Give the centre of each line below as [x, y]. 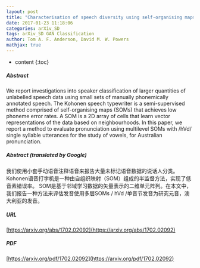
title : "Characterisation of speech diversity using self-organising [94, 17]
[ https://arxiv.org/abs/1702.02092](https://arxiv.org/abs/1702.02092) [91, 230]
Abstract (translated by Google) [47, 155]
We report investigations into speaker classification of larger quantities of [96, 91]
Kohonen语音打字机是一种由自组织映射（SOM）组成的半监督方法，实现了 [96, 178]
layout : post [22, 12]
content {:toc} [32, 62]
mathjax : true [24, 45]
